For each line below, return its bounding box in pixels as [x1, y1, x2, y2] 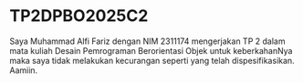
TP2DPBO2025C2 [9, 5, 149, 26]
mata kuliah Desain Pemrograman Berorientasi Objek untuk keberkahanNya [9, 45, 293, 56]
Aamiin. [9, 65, 38, 76]
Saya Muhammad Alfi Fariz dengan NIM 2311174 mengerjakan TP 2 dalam [9, 36, 286, 47]
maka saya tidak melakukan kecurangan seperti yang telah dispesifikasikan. [9, 55, 295, 66]
